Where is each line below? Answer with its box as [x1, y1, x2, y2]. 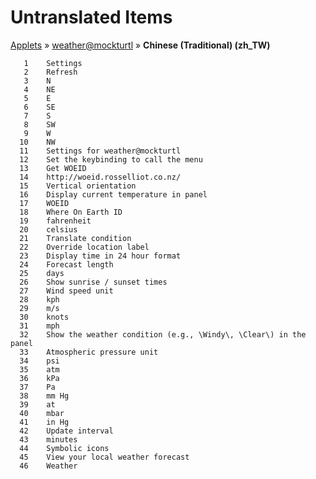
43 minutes [19, 434, 78, 445]
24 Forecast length [19, 259, 114, 270]
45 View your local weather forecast [19, 452, 190, 462]
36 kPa [19, 373, 60, 383]
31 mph [19, 321, 60, 331]
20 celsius [19, 224, 78, 235]
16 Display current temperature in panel [19, 189, 208, 200]
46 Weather [19, 461, 78, 471]
